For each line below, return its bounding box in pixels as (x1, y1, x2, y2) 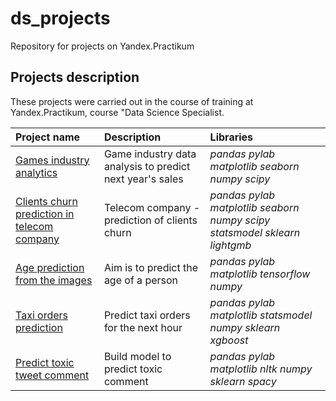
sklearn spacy (209, 374, 277, 388)
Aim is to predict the (103, 260, 199, 274)
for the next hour (103, 320, 183, 334)
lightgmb (209, 238, 252, 252)
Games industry (15, 153, 90, 167)
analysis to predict (103, 159, 191, 173)
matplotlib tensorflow (209, 267, 311, 281)
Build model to (103, 349, 172, 363)
